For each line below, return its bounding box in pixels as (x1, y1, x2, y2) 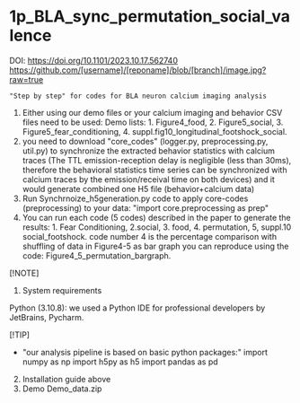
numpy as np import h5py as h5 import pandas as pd (22, 356, 218, 367)
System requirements (22, 285, 102, 295)
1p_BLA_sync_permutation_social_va (9, 6, 290, 27)
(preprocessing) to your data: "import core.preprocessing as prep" (22, 202, 269, 213)
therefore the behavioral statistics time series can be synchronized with (22, 164, 287, 175)
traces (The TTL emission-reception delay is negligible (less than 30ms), (22, 154, 292, 165)
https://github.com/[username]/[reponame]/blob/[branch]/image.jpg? (9, 65, 267, 75)
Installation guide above (22, 373, 111, 384)
